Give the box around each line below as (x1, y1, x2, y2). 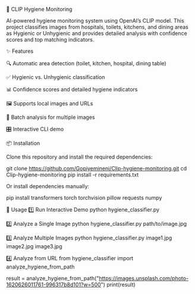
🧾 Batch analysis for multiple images (6, 113, 95, 121)
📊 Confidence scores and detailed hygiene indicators (6, 86, 138, 93)
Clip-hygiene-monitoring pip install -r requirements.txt (6, 171, 139, 178)
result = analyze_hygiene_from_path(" (6, 275, 99, 282)
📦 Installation (6, 140, 40, 147)
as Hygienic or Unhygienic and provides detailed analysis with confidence (6, 30, 187, 37)
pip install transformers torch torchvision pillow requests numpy (6, 194, 162, 201)
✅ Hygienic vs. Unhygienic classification (6, 74, 105, 80)
